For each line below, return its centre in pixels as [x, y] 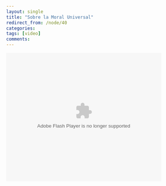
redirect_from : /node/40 [37, 23]
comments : [18, 39]
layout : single [25, 12]
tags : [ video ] [24, 34]
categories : [21, 28]
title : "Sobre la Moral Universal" [50, 17]
